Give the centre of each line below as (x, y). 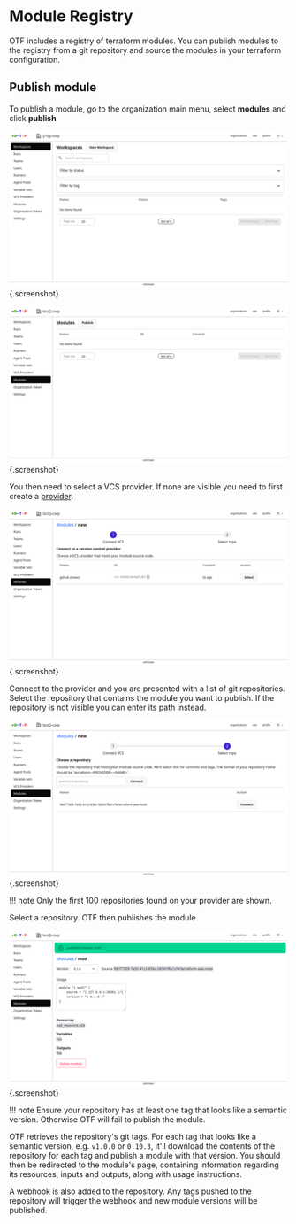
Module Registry (71, 16)
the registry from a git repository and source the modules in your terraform (145, 50)
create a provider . (41, 496)
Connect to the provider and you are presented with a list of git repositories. (147, 689)
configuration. (34, 59)
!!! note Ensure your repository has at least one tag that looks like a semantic (148, 1110)
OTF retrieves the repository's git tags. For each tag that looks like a (133, 1137)
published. (28, 1211)
